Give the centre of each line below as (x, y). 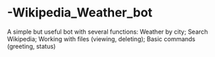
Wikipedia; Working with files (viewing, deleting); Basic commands (101, 38)
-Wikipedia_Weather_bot (80, 13)
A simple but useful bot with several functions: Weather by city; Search (107, 32)
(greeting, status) (32, 46)
